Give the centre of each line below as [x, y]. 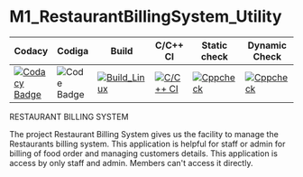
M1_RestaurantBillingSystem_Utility [146, 17]
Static [215, 45]
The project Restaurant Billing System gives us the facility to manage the [144, 134]
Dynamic [267, 45]
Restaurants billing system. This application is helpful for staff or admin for [147, 144]
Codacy [31, 51]
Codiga [73, 51]
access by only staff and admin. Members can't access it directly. [131, 163]
